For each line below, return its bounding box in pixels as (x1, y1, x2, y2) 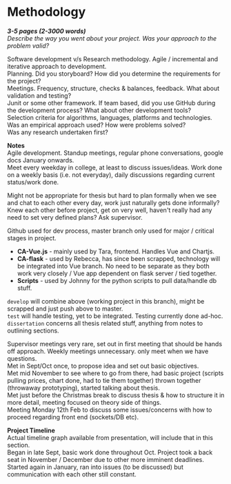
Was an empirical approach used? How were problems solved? (7, 120, 186, 129)
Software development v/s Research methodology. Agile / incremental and (7, 54, 219, 63)
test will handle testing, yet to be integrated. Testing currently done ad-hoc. (7, 311, 223, 320)
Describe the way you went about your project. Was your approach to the (7, 34, 217, 42)
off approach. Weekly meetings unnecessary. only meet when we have (7, 347, 209, 355)
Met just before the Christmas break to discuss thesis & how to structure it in (7, 390, 225, 399)
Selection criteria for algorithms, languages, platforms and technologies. (7, 113, 212, 121)
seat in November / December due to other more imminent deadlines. (7, 455, 205, 463)
